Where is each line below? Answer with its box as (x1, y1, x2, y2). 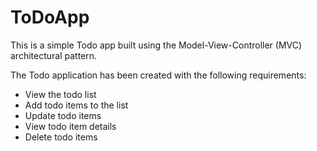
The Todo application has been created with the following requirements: (10, 69, 307, 81)
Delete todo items (24, 131, 98, 143)
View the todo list (24, 88, 97, 100)
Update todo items (24, 109, 102, 121)
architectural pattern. (10, 49, 98, 61)
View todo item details (24, 120, 117, 132)
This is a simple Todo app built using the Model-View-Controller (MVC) (10, 39, 303, 51)
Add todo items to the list (24, 99, 129, 111)
